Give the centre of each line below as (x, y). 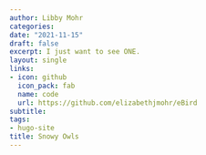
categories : (32, 26)
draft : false (34, 43)
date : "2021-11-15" (46, 35)
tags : (20, 119)
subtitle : (28, 111)
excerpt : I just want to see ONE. (75, 52)
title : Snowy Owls (44, 137)
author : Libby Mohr (46, 18)
